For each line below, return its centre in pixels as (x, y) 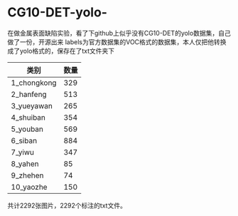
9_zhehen (27, 175)
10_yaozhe (29, 187)
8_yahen (25, 163)
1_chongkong (34, 83)
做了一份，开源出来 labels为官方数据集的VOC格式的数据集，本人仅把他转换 (117, 42)
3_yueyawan (32, 106)
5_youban (27, 129)
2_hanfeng (29, 94)
